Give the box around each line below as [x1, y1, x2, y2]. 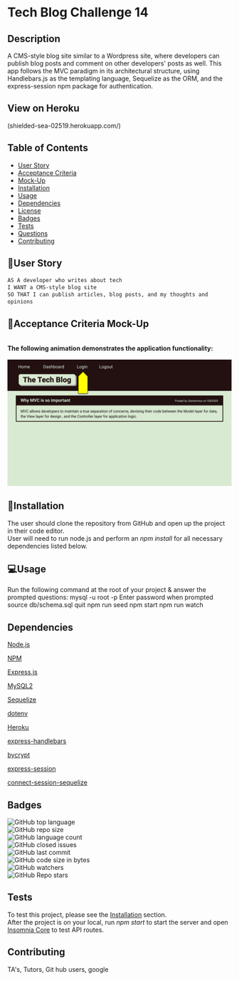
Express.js [7, 668, 38, 677]
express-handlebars [7, 737, 67, 745]
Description [7, 33, 60, 45]
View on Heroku [7, 103, 80, 115]
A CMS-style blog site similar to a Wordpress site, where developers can [7, 51, 220, 60]
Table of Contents [7, 142, 89, 154]
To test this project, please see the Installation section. [7, 910, 167, 919]
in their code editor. [7, 526, 65, 535]
